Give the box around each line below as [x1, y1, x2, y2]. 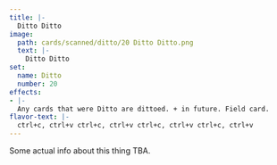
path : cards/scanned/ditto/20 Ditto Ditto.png [17, 37, 194, 47]
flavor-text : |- [9, 112, 70, 121]
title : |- [9, 12, 46, 22]
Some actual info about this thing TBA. [9, 145, 151, 156]
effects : [9, 87, 42, 96]
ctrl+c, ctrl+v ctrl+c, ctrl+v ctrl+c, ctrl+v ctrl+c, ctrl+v [17, 121, 254, 130]
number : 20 [17, 79, 58, 88]
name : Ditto [17, 71, 63, 80]
